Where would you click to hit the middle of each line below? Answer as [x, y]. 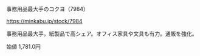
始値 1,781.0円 [24, 47]
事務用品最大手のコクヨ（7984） [48, 9]
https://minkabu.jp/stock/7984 [45, 21]
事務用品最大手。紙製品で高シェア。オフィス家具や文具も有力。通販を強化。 [102, 33]
